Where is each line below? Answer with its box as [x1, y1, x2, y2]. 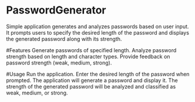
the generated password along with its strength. [6, 35, 122, 42]
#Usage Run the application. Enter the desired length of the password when [6, 70, 190, 77]
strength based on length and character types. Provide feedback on [6, 53, 170, 60]
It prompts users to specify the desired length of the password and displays [6, 29, 190, 36]
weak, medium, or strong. [6, 89, 68, 96]
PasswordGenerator [6, 4, 107, 17]
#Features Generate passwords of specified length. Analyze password [6, 46, 177, 53]
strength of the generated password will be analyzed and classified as [6, 83, 176, 90]
